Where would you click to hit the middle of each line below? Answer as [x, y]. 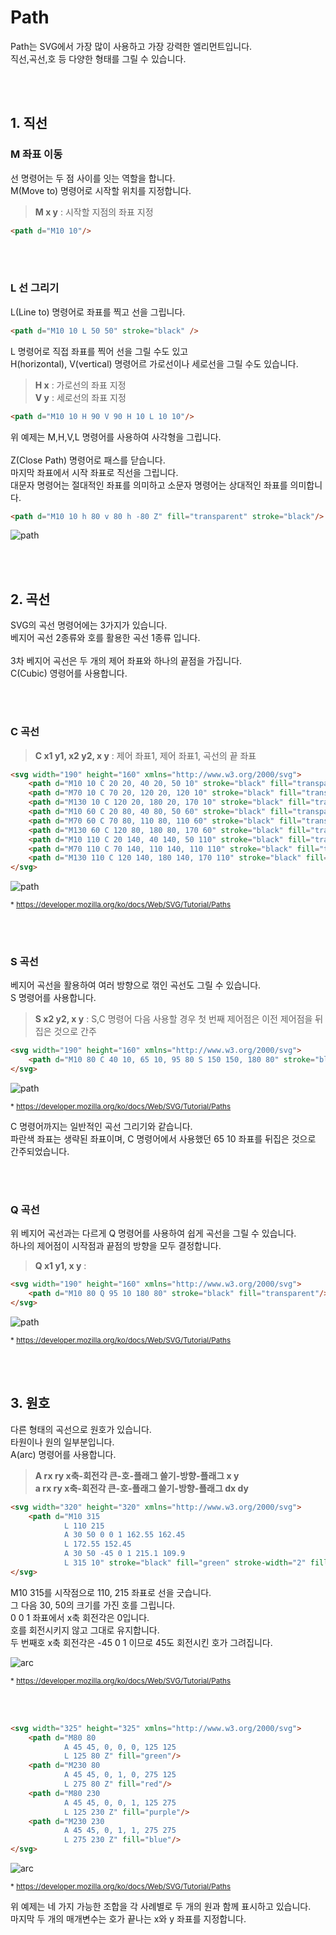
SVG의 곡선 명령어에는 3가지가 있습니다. [89, 625]
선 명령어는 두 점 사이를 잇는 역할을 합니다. [93, 178]
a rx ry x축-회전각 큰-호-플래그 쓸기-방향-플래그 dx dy [141, 1488]
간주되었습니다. [40, 1152]
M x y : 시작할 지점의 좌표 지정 [94, 212]
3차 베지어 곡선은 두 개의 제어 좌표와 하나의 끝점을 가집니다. [126, 661]
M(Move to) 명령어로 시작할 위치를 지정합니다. [101, 190]
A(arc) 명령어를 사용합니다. [63, 1454]
